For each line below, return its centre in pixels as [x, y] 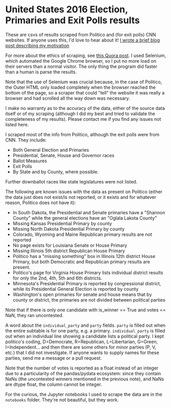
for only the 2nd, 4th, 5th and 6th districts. [57, 278]
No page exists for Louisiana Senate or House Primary [70, 245]
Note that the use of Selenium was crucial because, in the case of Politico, [84, 82]
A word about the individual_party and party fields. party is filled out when [85, 325]
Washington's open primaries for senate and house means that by [82, 294]
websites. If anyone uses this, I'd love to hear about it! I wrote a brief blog [83, 40]
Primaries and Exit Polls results [72, 20]
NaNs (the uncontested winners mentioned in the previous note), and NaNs [85, 379]
